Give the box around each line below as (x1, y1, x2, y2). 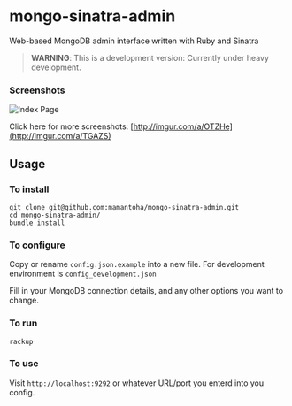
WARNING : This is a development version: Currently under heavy (30, 52, 270, 63)
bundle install (9, 218, 65, 227)
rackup (9, 337, 34, 346)
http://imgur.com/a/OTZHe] (133, 121, 233, 132)
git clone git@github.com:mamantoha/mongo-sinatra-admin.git (9, 203, 240, 211)
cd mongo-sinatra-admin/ (9, 211, 101, 219)
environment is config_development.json (9, 268, 157, 280)
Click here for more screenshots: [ (9, 121, 134, 132)
